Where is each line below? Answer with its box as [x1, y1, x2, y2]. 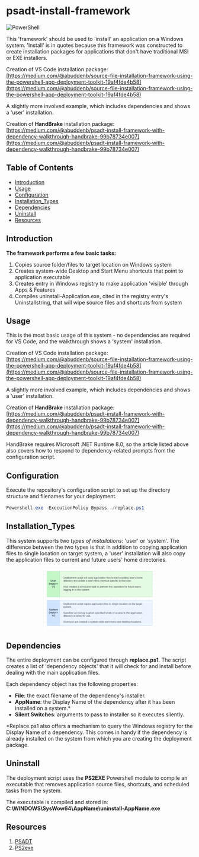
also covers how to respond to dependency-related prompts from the [6, 447, 175, 454]
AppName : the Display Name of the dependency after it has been [14, 698, 175, 706]
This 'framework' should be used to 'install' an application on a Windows [6, 35, 184, 42]
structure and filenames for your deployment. [6, 493, 117, 500]
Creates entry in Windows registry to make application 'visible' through [14, 280, 188, 287]
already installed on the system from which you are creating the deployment [6, 735, 192, 742]
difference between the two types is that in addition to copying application [6, 543, 188, 551]
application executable [14, 273, 70, 280]
